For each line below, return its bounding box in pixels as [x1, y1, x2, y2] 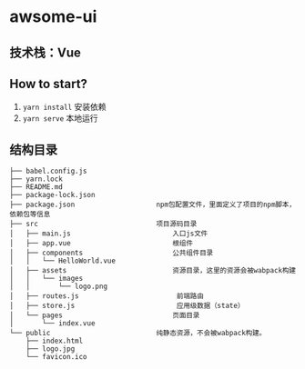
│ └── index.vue [9, 319, 96, 328]
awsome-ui [9, 6, 97, 27]
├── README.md [9, 183, 64, 192]
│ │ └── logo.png [9, 282, 107, 292]
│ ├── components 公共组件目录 [9, 248, 214, 258]
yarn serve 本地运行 [22, 113, 98, 124]
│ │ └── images [9, 274, 84, 284]
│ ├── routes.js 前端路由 [9, 292, 205, 301]
